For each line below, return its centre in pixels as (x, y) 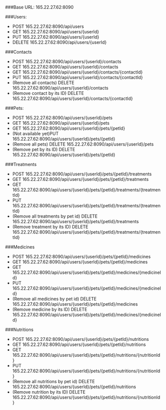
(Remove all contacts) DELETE (43, 82)
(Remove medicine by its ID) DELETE (50, 309)
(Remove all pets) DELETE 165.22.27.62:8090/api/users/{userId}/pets (83, 144)
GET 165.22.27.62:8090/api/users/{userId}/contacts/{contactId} (77, 72)
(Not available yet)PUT (35, 133)
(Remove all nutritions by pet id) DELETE (54, 381)
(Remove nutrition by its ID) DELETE (49, 392)
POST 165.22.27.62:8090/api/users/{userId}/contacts (67, 61)
